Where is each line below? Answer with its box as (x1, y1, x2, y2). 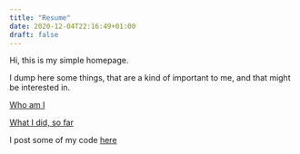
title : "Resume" (9, 13, 71, 23)
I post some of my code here (9, 135, 117, 146)
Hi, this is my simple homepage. (9, 55, 129, 66)
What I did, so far (9, 117, 75, 128)
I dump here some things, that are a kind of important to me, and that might (9, 72, 291, 83)
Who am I (9, 100, 45, 111)
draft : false (9, 30, 59, 39)
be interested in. (9, 82, 71, 93)
